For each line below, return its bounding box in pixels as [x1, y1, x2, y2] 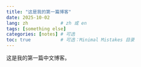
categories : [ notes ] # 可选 [6, 31, 76, 37]
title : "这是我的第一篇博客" [6, 8, 71, 15]
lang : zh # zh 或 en [6, 20, 87, 26]
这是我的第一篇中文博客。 [6, 54, 70, 61]
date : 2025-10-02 [6, 14, 50, 21]
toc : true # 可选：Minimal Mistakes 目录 [6, 37, 135, 43]
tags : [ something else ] [6, 25, 67, 32]
